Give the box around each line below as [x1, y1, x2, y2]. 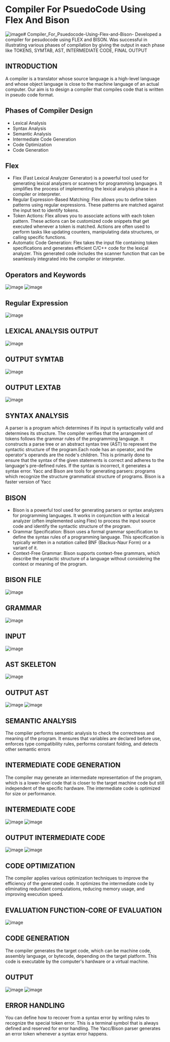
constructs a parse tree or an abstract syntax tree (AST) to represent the [5, 441, 157, 447]
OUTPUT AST [5, 688, 49, 697]
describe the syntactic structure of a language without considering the [12, 556, 160, 562]
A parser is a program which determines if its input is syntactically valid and [5, 425, 163, 431]
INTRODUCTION [5, 62, 58, 71]
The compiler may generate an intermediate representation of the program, [5, 774, 162, 780]
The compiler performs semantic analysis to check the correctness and [5, 730, 155, 736]
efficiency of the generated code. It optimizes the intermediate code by [5, 881, 154, 887]
